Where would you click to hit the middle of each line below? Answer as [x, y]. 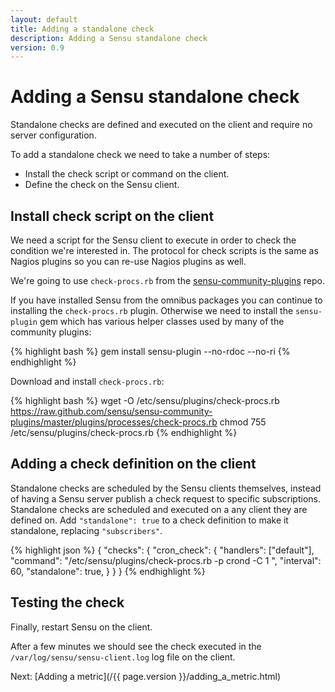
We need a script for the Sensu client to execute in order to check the [153, 240]
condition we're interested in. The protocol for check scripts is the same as [164, 250]
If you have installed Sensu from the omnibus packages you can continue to [166, 300]
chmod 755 [243, 422]
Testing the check [67, 602]
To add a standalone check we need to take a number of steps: [140, 155]
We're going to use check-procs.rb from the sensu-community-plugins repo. [167, 280]
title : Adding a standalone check [82, 29]
